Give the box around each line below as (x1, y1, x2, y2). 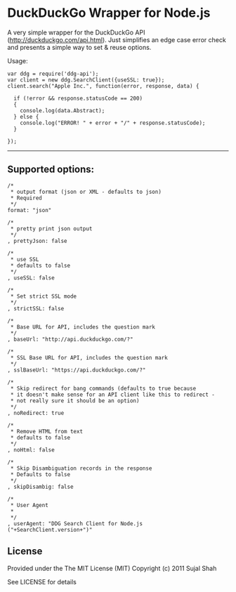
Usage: (7, 56, 28, 65)
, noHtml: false (7, 446, 55, 454)
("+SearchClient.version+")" (7, 526, 93, 533)
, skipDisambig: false (7, 483, 74, 490)
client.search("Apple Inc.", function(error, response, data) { (7, 82, 199, 89)
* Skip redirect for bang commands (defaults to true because (10, 385, 197, 392)
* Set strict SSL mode (10, 293, 77, 300)
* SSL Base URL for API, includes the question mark (10, 354, 169, 361)
